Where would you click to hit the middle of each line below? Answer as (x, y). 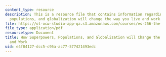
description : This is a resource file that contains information (74, 14)
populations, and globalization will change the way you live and (79, 19)
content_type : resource (30, 10)
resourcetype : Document (30, 33)
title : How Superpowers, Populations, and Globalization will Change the (83, 38)
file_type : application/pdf (34, 28)
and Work (19, 42)
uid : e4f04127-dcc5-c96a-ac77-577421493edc (51, 47)
